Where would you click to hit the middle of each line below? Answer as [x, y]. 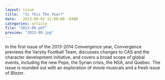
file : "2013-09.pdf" [26, 28]
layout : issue [20, 10]
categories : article [26, 23]
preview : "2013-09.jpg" [30, 33]
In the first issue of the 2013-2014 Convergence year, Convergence [73, 47]
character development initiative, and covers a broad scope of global [75, 57]
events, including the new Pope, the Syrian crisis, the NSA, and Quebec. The [83, 62]
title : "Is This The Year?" [35, 14]
